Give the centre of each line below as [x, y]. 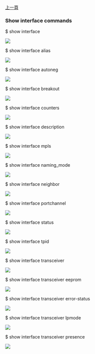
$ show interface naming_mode [38, 165]
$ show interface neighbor [32, 184]
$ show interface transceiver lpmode [43, 318]
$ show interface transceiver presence [45, 337]
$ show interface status [29, 222]
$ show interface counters [32, 108]
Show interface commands [39, 21]
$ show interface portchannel [35, 203]
